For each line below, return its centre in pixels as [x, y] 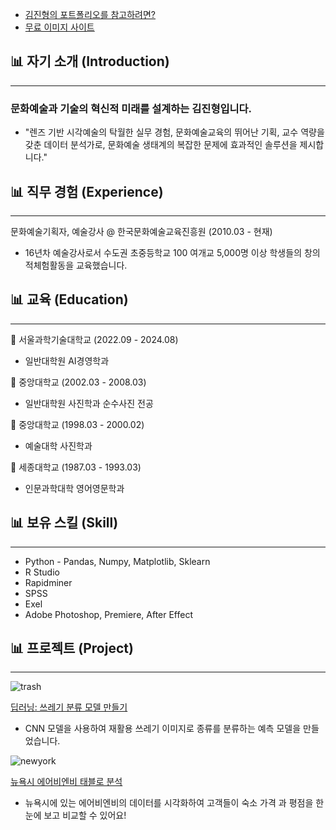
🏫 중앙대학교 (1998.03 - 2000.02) [77, 424]
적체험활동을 [49, 265]
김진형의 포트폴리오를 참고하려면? [90, 14]
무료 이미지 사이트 [59, 27]
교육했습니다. [102, 265]
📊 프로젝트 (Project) [72, 648]
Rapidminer [48, 582]
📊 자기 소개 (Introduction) [90, 61]
